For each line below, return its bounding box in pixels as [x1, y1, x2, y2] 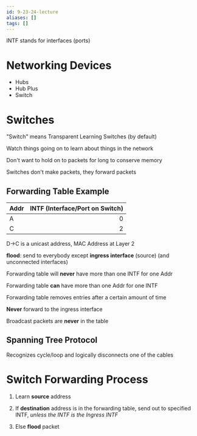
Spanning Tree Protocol [6, 335, 98, 345]
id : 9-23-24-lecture [6, 9, 59, 15]
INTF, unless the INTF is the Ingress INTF [15, 411, 119, 418]
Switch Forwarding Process [6, 373, 148, 387]
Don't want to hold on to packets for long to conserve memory [6, 157, 162, 164]
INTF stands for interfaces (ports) [6, 37, 91, 45]
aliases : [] [6, 15, 36, 21]
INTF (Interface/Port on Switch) [30, 204, 123, 213]
